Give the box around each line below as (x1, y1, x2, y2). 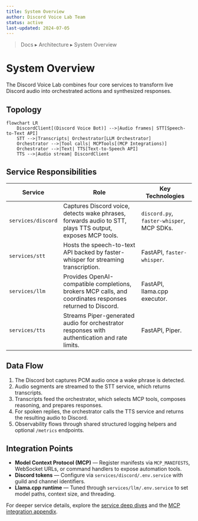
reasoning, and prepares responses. (14, 401, 103, 409)
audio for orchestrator (62, 318, 124, 327)
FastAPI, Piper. (141, 326, 182, 334)
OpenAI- (88, 272, 114, 280)
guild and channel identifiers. (14, 478, 85, 485)
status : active (6, 19, 44, 25)
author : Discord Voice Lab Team (6, 14, 85, 20)
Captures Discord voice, (62, 201, 130, 210)
